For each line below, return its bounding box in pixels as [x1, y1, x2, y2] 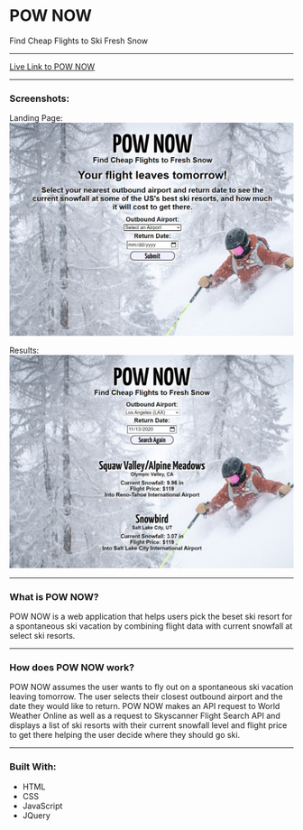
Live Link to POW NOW [9, 60, 96, 72]
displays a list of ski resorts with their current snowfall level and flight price [9, 720, 288, 731]
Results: [9, 345, 40, 355]
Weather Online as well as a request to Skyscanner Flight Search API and [9, 710, 281, 722]
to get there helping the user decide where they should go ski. [9, 730, 241, 741]
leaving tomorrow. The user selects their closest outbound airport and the [9, 691, 283, 702]
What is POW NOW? [9, 590, 99, 603]
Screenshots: [9, 92, 70, 105]
